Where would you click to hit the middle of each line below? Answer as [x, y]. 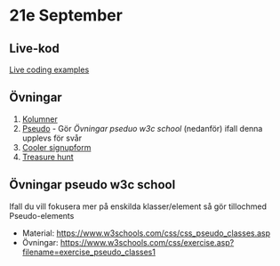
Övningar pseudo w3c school [92, 185]
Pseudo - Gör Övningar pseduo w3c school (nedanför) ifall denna [142, 128]
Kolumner [40, 119]
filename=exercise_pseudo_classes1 [88, 252]
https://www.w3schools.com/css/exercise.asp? [148, 242]
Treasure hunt [48, 157]
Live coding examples [49, 69]
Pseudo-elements [42, 215]
